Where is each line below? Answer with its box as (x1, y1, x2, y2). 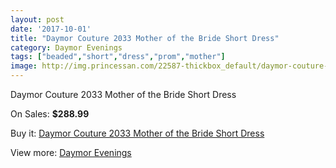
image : (10, 61, 38, 71)
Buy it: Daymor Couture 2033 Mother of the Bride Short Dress (10, 127, 265, 139)
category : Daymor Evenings (10, 42, 123, 53)
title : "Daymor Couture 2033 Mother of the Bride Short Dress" (10, 33, 280, 43)
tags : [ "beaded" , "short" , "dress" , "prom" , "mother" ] (10, 52, 226, 62)
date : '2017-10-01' (10, 24, 92, 34)
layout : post (10, 14, 65, 25)
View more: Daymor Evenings (10, 147, 132, 158)
